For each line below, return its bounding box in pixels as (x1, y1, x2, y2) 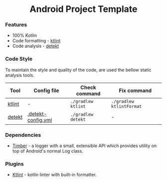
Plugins (5, 161, 24, 167)
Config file (33, 87, 60, 94)
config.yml (27, 116, 52, 123)
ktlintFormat (111, 103, 142, 109)
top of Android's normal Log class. (12, 148, 83, 154)
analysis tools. (5, 72, 35, 78)
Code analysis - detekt (12, 43, 59, 49)
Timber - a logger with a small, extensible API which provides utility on (12, 143, 157, 149)
